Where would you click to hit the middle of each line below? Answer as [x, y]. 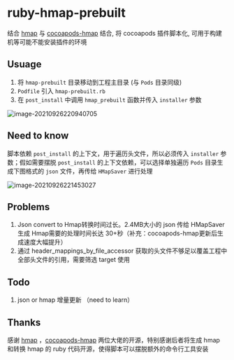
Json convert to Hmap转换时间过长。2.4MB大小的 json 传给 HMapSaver [121, 225]
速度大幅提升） [45, 242]
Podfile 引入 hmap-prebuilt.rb [61, 91]
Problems [29, 207]
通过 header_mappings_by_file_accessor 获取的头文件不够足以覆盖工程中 [122, 251]
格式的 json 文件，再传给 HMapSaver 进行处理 [89, 171]
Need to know [38, 136]
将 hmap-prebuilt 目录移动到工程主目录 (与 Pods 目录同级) [100, 82]
